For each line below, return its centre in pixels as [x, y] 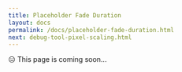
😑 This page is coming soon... [58, 59]
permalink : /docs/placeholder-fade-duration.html [91, 30]
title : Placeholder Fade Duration [65, 15]
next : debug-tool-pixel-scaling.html [70, 37]
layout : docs [30, 23]
